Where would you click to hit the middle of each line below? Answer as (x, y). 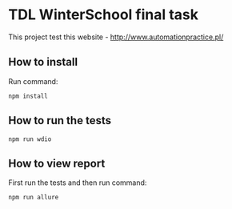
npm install (28, 96)
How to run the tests (60, 121)
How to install (43, 62)
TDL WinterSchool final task (103, 15)
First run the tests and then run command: (78, 183)
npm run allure (34, 198)
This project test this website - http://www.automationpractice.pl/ (116, 37)
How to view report (57, 163)
